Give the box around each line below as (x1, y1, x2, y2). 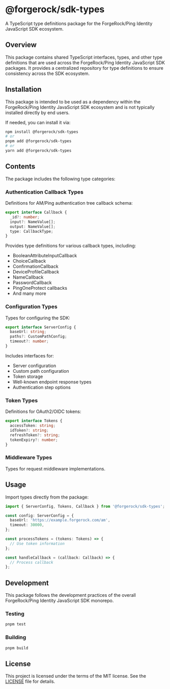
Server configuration (12, 363, 56, 369)
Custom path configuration (12, 368, 69, 374)
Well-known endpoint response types (12, 378, 92, 385)
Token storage (12, 373, 43, 379)
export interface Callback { (5, 210, 67, 215)
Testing (5, 610, 24, 617)
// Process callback (10, 560, 53, 565)
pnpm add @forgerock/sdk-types (5, 139, 72, 144)
